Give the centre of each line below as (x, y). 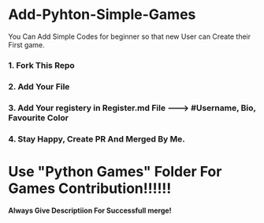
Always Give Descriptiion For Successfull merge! (90, 210)
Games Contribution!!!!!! (90, 188)
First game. (26, 44)
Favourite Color (39, 118)
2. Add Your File (39, 86)
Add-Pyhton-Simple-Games (102, 15)
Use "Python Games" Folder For (115, 171)
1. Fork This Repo (41, 65)
